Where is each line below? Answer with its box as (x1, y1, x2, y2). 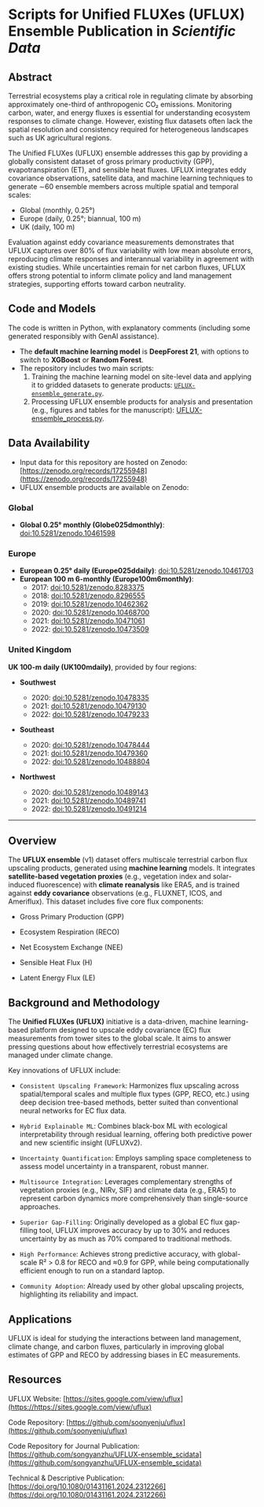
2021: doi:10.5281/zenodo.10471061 (31, 616, 145, 625)
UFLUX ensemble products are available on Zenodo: (19, 482, 189, 492)
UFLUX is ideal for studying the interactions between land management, (8, 1333, 241, 1342)
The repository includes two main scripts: (19, 363, 155, 373)
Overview (8, 833, 57, 848)
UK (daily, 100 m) (19, 222, 75, 232)
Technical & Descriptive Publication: (8, 1473, 125, 1483)
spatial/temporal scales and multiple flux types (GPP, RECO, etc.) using (19, 1089, 250, 1099)
